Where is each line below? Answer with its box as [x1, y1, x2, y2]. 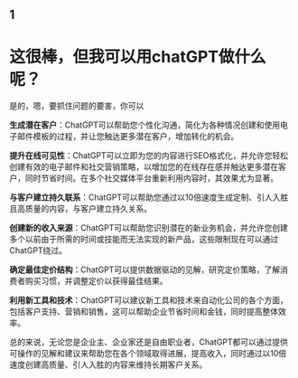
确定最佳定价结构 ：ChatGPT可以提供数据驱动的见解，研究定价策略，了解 [9, 264, 281, 275]
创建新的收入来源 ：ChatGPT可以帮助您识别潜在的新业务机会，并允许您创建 [9, 222, 289, 233]
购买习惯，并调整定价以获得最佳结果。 [24, 276, 168, 287]
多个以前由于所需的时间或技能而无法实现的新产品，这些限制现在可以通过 [9, 234, 278, 245]
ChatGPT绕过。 [9, 245, 68, 256]
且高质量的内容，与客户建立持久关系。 [9, 203, 152, 214]
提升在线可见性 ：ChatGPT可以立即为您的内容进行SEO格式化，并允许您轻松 [9, 150, 289, 161]
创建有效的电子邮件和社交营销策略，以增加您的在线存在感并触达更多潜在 [9, 162, 278, 173]
